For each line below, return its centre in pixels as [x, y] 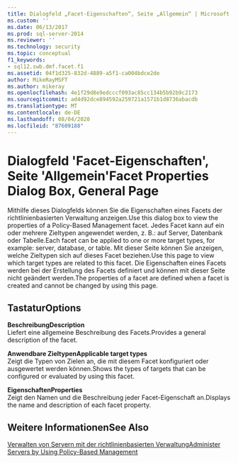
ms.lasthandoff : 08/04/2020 [49, 119]
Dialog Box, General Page [83, 191]
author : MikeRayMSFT [38, 80]
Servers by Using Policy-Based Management [73, 452]
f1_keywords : [27, 60]
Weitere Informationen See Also [78, 427]
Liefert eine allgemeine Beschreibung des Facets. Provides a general [107, 333]
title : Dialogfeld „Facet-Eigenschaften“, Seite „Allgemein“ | [103, 14]
